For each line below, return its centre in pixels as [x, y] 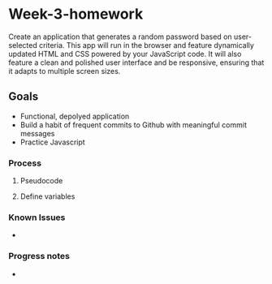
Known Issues [37, 217]
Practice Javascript [52, 142]
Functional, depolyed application [75, 116]
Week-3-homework [76, 14]
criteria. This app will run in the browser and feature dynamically [147, 45]
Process [25, 163]
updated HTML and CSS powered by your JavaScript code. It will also [125, 54]
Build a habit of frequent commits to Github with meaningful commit [134, 125]
